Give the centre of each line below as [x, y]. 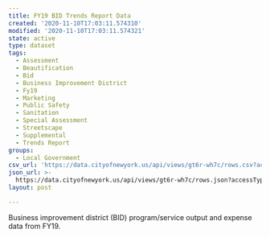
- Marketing [36, 98]
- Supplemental [41, 135]
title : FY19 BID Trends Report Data [70, 16]
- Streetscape [39, 128]
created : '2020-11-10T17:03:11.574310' [75, 23]
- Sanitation [37, 113]
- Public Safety [43, 105]
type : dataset [32, 46]
